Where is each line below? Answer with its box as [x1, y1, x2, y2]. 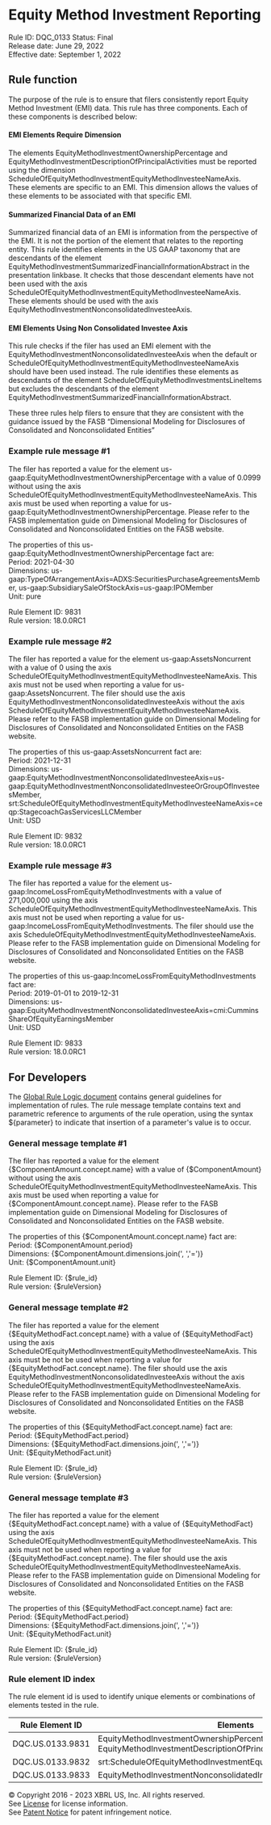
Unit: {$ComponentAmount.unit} [8, 1258, 116, 1268]
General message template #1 [8, 1137, 127, 1149]
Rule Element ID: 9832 [8, 831, 83, 841]
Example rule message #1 [8, 446, 110, 457]
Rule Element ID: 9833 [8, 1038, 83, 1048]
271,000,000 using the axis [8, 895, 98, 906]
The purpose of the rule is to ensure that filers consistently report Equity [8, 95, 248, 104]
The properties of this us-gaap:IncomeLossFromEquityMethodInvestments [8, 971, 256, 981]
